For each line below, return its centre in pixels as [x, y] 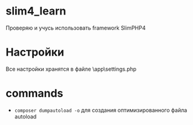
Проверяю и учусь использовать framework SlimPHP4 [76, 28]
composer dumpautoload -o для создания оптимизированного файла [101, 110]
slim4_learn [36, 11]
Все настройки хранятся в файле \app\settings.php [71, 69]
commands [34, 93]
